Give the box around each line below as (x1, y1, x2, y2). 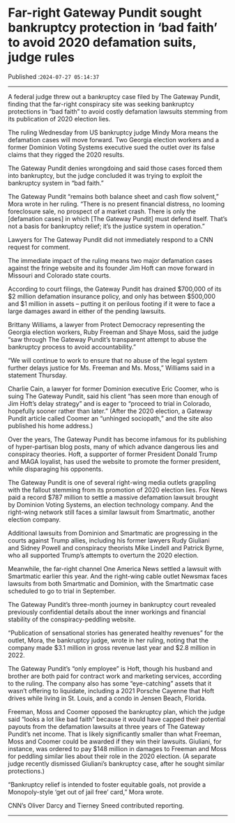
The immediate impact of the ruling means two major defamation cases (8, 256, 213, 264)
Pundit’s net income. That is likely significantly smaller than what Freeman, (8, 730, 222, 738)
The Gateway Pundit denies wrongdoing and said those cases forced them (8, 164, 222, 172)
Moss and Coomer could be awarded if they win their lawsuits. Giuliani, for (8, 737, 222, 746)
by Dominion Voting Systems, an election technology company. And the (8, 500, 214, 508)
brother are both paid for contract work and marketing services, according (8, 672, 222, 680)
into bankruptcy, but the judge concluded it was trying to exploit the (8, 171, 203, 179)
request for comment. (8, 243, 70, 251)
